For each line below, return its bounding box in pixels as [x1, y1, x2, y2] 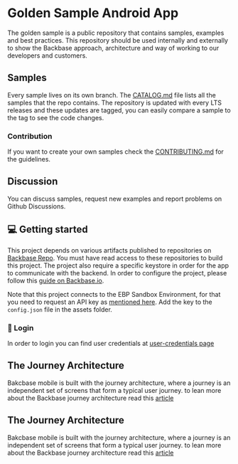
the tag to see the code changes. [7, 113, 104, 122]
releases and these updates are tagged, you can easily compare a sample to [7, 105, 231, 115]
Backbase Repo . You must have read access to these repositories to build [7, 253, 223, 262]
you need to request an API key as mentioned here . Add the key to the [7, 297, 213, 306]
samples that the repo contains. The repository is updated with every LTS [7, 98, 222, 107]
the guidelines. [7, 155, 51, 164]
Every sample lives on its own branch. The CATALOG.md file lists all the [7, 90, 217, 99]
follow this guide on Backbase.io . [7, 276, 104, 285]
